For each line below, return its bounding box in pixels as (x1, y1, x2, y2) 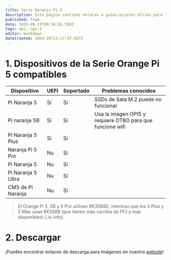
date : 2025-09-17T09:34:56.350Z (5, 21, 74, 27)
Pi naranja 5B (8, 117, 40, 124)
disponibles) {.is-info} (17, 214, 64, 220)
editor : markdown (5, 31, 42, 36)
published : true (5, 17, 40, 22)
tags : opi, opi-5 (5, 27, 42, 32)
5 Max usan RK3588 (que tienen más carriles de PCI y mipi (17, 209, 141, 215)
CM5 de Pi (8, 184, 33, 191)
